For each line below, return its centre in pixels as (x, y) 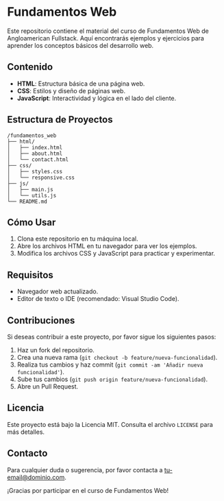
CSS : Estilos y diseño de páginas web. (71, 90)
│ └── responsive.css (41, 178)
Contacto (27, 453)
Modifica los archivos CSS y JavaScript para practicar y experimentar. (116, 254)
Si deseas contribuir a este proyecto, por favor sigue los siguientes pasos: (112, 337)
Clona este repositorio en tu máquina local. (77, 239)
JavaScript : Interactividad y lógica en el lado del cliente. (97, 98)
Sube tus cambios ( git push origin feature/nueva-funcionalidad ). (112, 379)
